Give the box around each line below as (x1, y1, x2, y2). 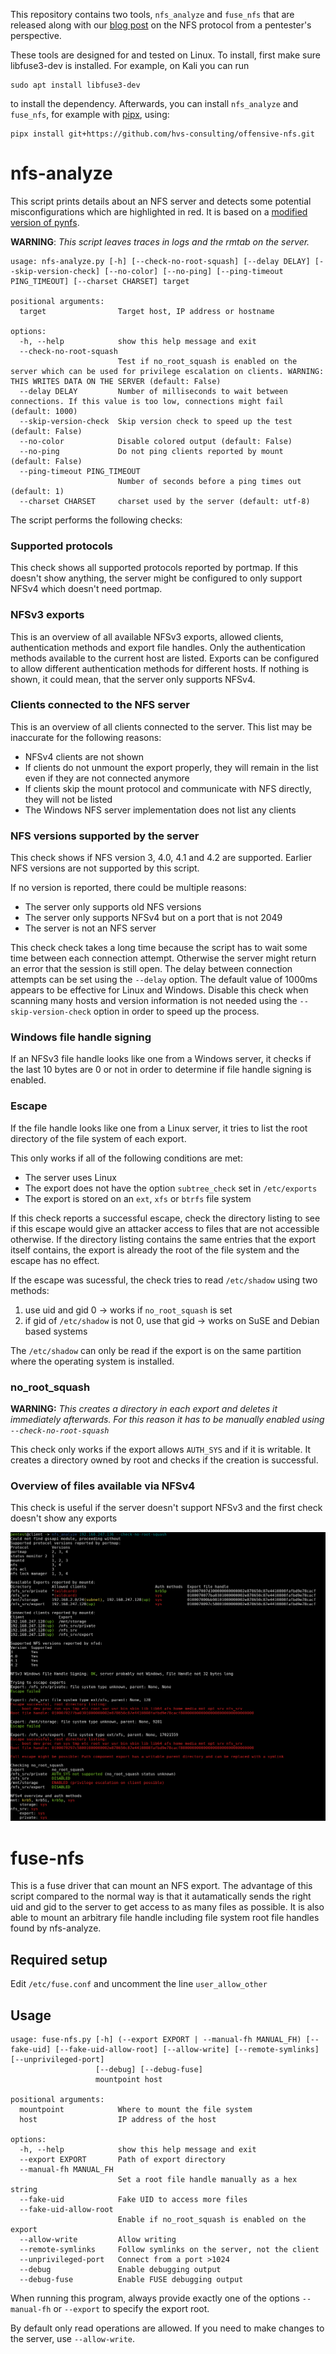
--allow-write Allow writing (19, 2235, 177, 2245)
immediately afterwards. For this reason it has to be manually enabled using (10, 1414, 325, 1426)
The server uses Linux (24, 1171, 117, 1183)
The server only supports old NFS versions (24, 901, 202, 913)
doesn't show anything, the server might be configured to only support (10, 572, 303, 584)
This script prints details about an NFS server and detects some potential (10, 195, 312, 207)
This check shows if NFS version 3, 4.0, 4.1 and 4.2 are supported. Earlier (10, 852, 312, 864)
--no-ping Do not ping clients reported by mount (19, 446, 284, 456)
